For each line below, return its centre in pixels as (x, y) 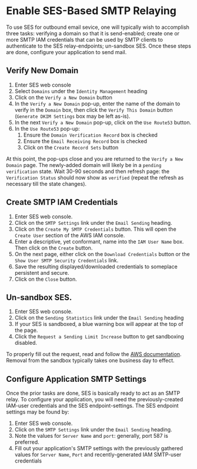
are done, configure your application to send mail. (66, 52)
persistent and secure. (42, 272)
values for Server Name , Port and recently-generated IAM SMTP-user (98, 455)
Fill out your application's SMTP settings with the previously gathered (99, 448)
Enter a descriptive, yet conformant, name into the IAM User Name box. (99, 241)
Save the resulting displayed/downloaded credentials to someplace (96, 267)
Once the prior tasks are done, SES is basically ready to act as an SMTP (93, 393)
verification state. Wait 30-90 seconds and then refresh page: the (88, 171)
